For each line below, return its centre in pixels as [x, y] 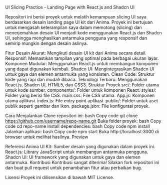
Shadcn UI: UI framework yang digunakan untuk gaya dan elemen [73, 157]
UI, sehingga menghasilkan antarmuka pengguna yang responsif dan [76, 38]
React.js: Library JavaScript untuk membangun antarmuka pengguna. [77, 152]
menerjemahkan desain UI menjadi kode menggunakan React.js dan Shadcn [83, 33]
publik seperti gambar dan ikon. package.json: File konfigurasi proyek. [77, 106]
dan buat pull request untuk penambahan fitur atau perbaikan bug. [74, 168]
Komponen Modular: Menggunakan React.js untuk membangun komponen [82, 64]
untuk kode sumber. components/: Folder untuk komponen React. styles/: [81, 90]
